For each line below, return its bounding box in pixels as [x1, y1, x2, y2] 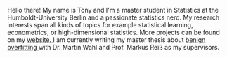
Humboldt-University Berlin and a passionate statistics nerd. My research [7, 13, 220, 22]
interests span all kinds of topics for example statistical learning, [7, 21, 193, 29]
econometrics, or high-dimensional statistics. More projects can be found [7, 28, 220, 36]
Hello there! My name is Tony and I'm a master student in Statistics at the [7, 6, 219, 14]
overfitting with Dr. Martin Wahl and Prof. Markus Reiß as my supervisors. [7, 43, 220, 51]
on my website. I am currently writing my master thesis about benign [7, 36, 206, 44]
